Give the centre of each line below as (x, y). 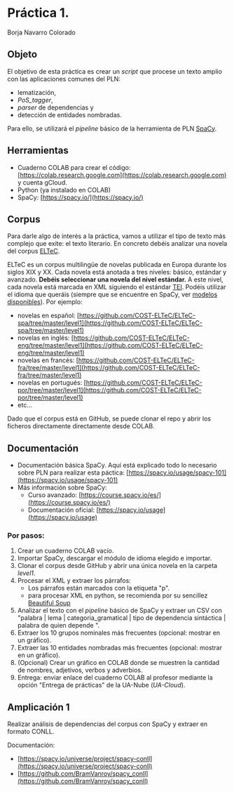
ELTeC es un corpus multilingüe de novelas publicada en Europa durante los (117, 265)
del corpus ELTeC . (34, 251)
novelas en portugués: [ (51, 383)
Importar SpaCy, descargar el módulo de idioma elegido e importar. (115, 558)
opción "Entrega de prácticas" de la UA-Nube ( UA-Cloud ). (101, 685)
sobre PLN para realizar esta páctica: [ (73, 473)
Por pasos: (26, 536)
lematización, (37, 92)
